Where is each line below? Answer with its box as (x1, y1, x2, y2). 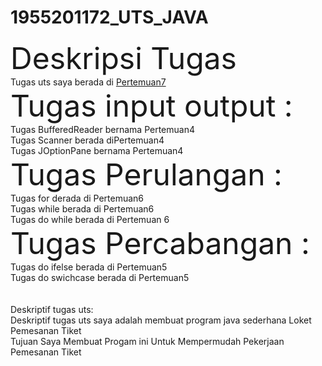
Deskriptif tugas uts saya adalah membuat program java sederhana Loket (10, 314, 312, 326)
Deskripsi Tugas (10, 39, 237, 77)
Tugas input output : (10, 86, 293, 125)
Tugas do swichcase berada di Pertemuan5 (10, 271, 190, 283)
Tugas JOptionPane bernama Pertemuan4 (10, 144, 184, 156)
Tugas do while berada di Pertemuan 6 (10, 213, 170, 225)
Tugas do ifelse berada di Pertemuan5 (10, 261, 168, 273)
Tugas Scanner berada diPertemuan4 (10, 134, 165, 146)
